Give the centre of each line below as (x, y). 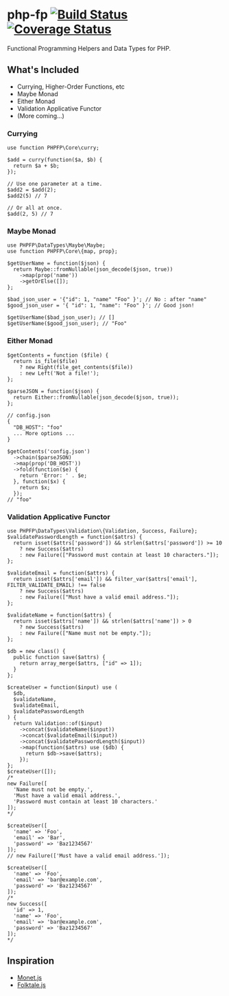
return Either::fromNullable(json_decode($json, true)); (96, 397)
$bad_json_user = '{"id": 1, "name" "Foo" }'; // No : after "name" (107, 300)
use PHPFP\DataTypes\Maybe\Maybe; (57, 245)
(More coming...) (41, 115)
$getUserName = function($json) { (57, 264)
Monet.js (29, 977)
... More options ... (44, 433)
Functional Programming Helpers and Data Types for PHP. (89, 48)
